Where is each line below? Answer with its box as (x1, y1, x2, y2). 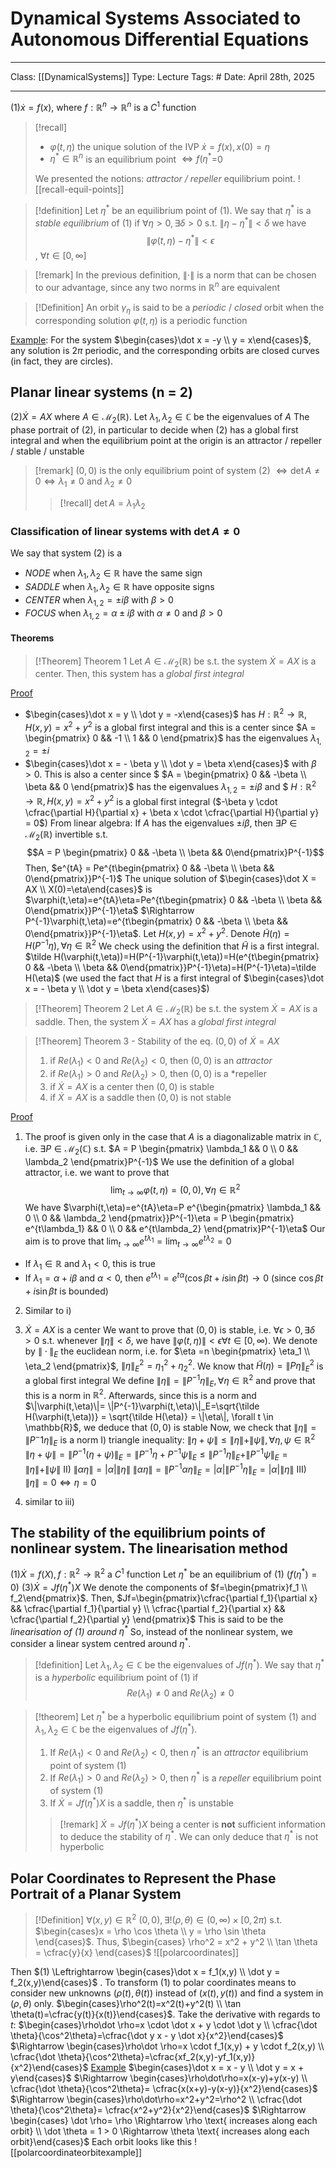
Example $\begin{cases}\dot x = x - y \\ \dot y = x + (90, 2061, 305, 2073)
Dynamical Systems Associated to (10, 7, 302, 30)
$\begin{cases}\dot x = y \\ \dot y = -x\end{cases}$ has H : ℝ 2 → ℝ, (24, 707, 308, 721)
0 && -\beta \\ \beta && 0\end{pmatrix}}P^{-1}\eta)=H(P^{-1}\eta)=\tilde (24, 962, 317, 974)
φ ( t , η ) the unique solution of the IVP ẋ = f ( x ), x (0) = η (49, 140, 271, 152)
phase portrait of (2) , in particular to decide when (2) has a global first (10, 424, 299, 436)
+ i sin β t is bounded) (24, 1285, 109, 1297)
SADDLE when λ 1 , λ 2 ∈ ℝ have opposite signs (24, 580, 215, 595)
